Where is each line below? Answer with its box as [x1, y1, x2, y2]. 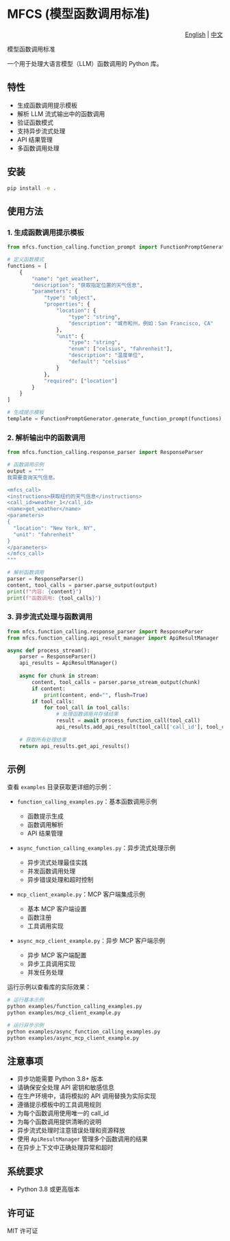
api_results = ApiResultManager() [19, 660, 118, 667]
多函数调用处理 [16, 144, 60, 152]
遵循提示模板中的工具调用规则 [16, 1100, 101, 1109]
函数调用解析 [27, 821, 64, 829]
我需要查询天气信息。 [7, 474, 58, 481]
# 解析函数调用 [7, 569, 44, 576]
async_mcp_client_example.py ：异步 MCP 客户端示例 [16, 937, 166, 945]
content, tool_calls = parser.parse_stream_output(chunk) [31, 679, 201, 685]
